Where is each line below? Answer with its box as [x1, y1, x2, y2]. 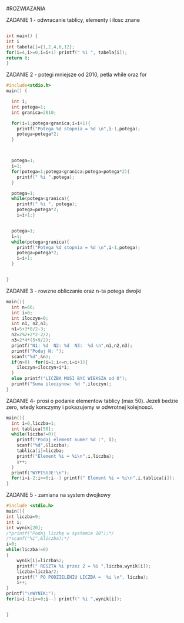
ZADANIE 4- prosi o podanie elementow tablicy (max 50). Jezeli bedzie [6, 397, 178, 404]
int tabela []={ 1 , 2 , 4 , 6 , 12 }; [6, 44, 75, 50]
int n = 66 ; [11, 304, 35, 310]
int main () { [6, 33, 38, 39]
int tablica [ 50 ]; [11, 426, 54, 432]
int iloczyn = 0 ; [11, 315, 49, 321]
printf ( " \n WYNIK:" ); [6, 591, 57, 596]
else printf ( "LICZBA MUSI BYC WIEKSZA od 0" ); [11, 376, 128, 382]
